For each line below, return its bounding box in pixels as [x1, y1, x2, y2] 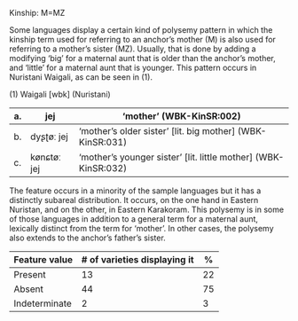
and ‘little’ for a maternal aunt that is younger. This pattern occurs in [9, 62, 257, 73]
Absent [13, 283, 44, 295]
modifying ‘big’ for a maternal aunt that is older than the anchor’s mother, [9, 53, 277, 63]
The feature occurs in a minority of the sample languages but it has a [9, 185, 262, 196]
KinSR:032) [78, 162, 127, 174]
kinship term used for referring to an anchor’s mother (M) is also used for [9, 35, 277, 44]
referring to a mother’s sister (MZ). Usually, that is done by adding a [9, 43, 256, 54]
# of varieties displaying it [81, 254, 194, 265]
